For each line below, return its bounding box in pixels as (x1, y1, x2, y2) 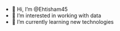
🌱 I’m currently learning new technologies (11, 18, 114, 25)
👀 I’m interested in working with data (11, 12, 102, 19)
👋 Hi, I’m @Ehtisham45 (11, 6, 68, 13)
